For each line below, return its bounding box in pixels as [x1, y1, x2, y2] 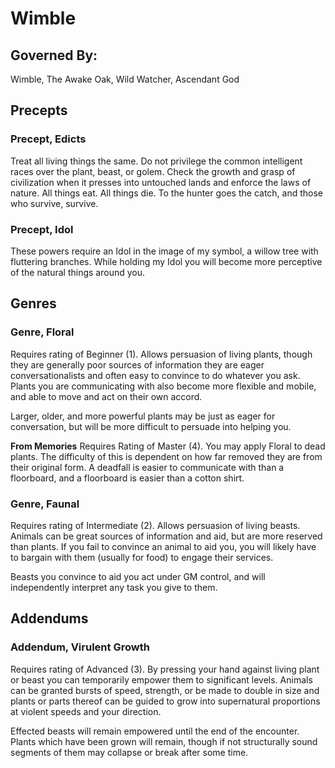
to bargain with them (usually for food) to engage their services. [10, 551, 274, 563]
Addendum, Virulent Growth [10, 640, 150, 654]
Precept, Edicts [10, 132, 87, 146]
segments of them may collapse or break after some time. [10, 746, 249, 758]
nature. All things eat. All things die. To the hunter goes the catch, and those [10, 187, 324, 199]
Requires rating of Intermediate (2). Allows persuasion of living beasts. [10, 519, 301, 531]
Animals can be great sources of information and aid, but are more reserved [10, 530, 323, 542]
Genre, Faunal [10, 497, 80, 511]
